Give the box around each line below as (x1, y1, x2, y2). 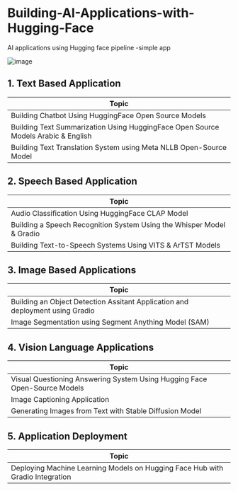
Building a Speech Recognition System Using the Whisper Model (11, 219, 226, 229)
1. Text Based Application (7, 78, 122, 90)
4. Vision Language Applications (7, 341, 154, 353)
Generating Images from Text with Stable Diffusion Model (11, 406, 202, 416)
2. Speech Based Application (7, 175, 138, 187)
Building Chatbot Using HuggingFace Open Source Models (11, 110, 207, 120)
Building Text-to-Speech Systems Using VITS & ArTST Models (11, 240, 221, 250)
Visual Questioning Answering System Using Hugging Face (11, 374, 208, 384)
